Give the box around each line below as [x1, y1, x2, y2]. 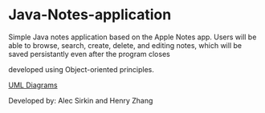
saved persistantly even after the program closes [8, 49, 170, 59]
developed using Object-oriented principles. [8, 64, 154, 74]
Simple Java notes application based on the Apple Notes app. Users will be [8, 32, 257, 42]
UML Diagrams [8, 80, 58, 90]
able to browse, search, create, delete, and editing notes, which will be [8, 40, 243, 50]
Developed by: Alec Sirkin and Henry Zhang [8, 95, 153, 105]
